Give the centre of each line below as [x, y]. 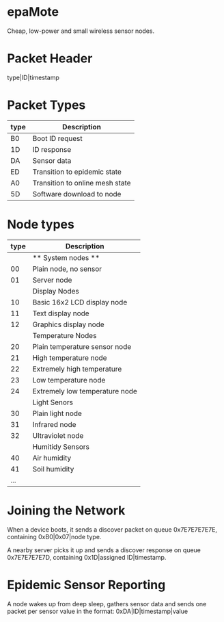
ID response [52, 149]
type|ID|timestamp [33, 77]
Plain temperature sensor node [82, 346]
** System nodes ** [66, 257]
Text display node [61, 313]
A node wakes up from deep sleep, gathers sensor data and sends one [107, 604]
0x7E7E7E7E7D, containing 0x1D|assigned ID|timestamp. [87, 557]
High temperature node [70, 358]
